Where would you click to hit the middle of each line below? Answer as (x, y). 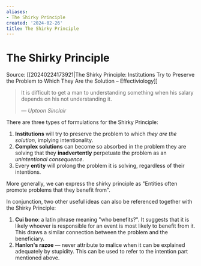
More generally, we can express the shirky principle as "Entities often (92, 184)
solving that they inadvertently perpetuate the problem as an (91, 153)
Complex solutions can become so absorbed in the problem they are (100, 147)
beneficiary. (30, 239)
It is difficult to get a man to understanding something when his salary (107, 93)
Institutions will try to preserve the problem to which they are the (96, 134)
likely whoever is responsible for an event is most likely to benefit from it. (105, 226)
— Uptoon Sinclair (43, 111)
